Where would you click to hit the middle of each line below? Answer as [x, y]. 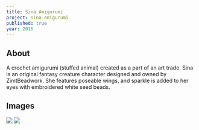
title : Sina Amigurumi [35, 12]
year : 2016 [20, 29]
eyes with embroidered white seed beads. [58, 87]
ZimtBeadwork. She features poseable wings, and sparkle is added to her [97, 81]
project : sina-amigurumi [37, 18]
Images [21, 106]
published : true [27, 23]
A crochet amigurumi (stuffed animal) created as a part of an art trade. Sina [100, 68]
